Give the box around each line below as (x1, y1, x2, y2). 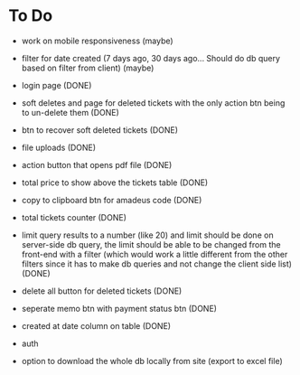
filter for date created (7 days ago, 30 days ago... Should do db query (21, 52, 281, 63)
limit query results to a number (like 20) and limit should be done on (21, 230, 274, 240)
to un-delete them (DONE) (21, 107, 119, 117)
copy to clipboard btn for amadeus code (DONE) (21, 194, 202, 205)
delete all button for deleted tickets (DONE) (21, 286, 183, 296)
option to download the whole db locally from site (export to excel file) (21, 355, 284, 366)
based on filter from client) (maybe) (21, 62, 155, 73)
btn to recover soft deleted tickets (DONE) (21, 124, 178, 136)
